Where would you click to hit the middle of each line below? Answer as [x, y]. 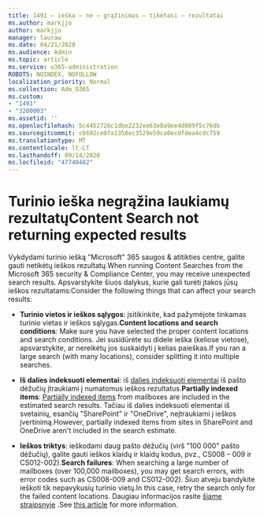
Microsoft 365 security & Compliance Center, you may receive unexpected [129, 274]
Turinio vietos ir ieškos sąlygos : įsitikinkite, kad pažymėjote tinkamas [133, 315]
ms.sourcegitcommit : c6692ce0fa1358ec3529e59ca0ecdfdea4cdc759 [114, 133]
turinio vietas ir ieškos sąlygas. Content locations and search [119, 323]
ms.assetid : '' [33, 119]
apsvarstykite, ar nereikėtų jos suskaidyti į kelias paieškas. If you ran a [133, 348]
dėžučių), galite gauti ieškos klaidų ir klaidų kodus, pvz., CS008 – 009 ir [136, 455]
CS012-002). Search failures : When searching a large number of [124, 462]
